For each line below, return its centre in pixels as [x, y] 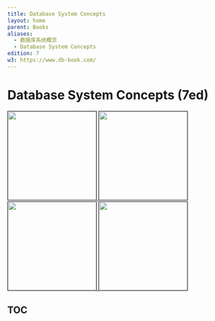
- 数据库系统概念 [35, 40]
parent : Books [28, 27]
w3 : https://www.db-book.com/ [52, 60]
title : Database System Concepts [57, 14]
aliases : [20, 34]
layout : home [27, 21]
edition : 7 [23, 54]
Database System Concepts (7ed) [108, 95]
